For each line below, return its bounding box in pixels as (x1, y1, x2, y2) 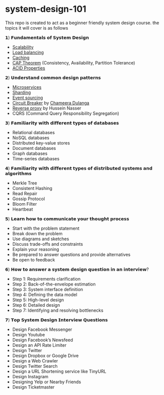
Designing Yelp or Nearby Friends (12, 379, 82, 385)
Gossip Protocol (12, 196, 45, 202)
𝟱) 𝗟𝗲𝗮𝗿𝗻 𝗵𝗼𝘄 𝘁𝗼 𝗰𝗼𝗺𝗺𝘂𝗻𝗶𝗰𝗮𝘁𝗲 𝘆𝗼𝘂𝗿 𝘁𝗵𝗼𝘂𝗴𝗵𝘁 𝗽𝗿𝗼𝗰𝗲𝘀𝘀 (5, 215, 129, 221)
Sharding (12, 89, 31, 95)
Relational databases (12, 129, 55, 135)
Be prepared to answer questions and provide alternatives (12, 251, 131, 257)
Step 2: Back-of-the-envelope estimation (12, 281, 96, 287)
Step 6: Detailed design (12, 302, 60, 308)
